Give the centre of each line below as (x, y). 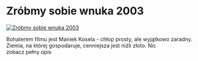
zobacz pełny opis (29, 51)
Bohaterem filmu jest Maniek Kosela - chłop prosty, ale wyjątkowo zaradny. (99, 39)
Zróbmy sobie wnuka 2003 (75, 11)
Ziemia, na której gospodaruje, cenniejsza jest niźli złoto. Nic (81, 45)
